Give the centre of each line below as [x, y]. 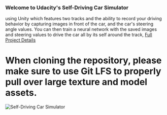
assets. [21, 93]
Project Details [21, 40]
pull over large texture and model [76, 82]
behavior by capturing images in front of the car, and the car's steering [79, 24]
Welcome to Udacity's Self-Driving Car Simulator [67, 8]
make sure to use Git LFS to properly [83, 71]
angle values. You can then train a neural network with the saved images [81, 29]
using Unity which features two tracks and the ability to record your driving [84, 19]
